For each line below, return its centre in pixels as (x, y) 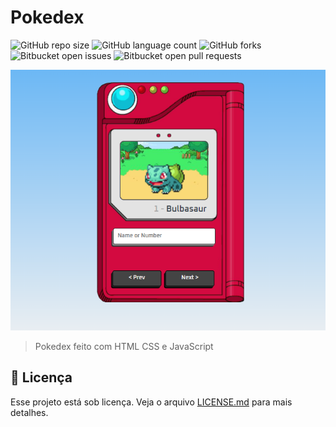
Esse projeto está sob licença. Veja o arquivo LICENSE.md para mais (151, 402)
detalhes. (29, 412)
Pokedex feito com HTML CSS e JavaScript (124, 346)
